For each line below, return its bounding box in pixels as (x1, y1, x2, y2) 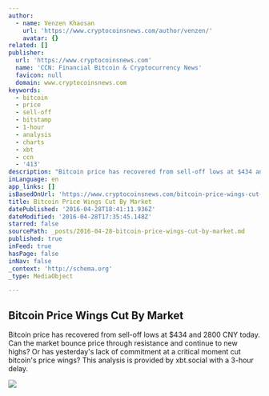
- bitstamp (15, 116, 52, 124)
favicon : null (15, 71, 62, 79)
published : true (8, 235, 62, 243)
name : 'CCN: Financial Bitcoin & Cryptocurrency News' (15, 64, 203, 72)
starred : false (8, 220, 59, 228)
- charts (15, 138, 45, 146)
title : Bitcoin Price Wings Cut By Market (8, 198, 152, 206)
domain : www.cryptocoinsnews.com (15, 78, 127, 86)
